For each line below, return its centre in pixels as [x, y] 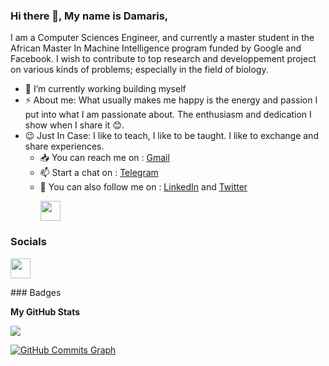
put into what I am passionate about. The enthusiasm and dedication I [168, 115]
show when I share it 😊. [74, 125]
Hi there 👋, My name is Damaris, [89, 16]
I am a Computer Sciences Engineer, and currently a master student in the [162, 38]
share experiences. [64, 146]
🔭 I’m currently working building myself [105, 89]
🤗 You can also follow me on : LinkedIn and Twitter [143, 187]
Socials [28, 242]
